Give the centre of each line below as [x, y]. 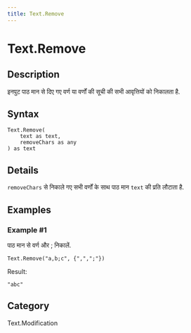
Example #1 [27, 230]
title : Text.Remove [36, 14]
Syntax [23, 114]
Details [23, 170]
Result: [17, 271]
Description [33, 75]
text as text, [40, 137]
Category [28, 306]
